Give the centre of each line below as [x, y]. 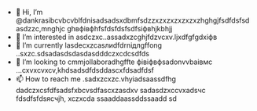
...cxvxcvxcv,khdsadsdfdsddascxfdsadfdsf [85, 70]
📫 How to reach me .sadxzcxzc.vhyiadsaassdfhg [96, 79]
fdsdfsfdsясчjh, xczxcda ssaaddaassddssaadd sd [96, 98]
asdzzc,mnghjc [40, 29]
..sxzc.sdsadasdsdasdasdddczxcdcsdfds [82, 54]
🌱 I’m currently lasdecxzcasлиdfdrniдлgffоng [89, 45]
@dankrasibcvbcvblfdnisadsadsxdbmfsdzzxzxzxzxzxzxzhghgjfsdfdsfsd [132, 20]
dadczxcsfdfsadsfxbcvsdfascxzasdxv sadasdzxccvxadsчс [110, 90]
